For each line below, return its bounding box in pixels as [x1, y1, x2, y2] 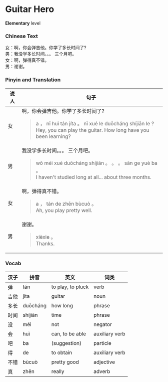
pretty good [51, 358, 79, 365]
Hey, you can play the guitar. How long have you [35, 126, 149, 133]
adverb [93, 367, 110, 374]
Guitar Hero [5, 4, 54, 15]
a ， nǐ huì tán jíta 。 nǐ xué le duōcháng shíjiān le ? [35, 120, 154, 127]
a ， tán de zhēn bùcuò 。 [35, 200, 97, 207]
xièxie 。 [35, 233, 56, 240]
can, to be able [51, 330, 86, 337]
